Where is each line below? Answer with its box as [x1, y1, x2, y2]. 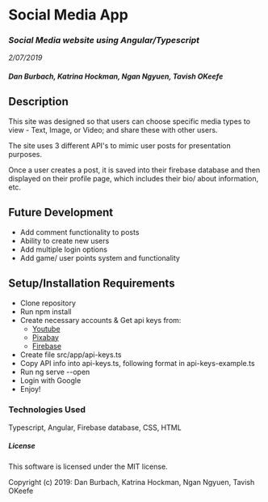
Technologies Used [8, 404, 86, 415]
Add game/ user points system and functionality [19, 253, 180, 262]
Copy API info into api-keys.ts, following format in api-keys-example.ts [19, 358, 256, 368]
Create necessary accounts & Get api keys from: [19, 315, 182, 325]
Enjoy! [19, 384, 41, 394]
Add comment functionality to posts [19, 227, 140, 236]
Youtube [31, 324, 61, 334]
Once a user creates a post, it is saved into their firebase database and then [8, 164, 261, 175]
